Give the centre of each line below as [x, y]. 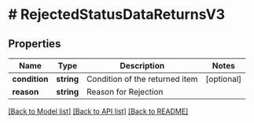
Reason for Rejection [125, 92]
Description [142, 66]
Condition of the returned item [142, 79]
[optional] [224, 79]
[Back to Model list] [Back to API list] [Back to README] [98, 111]
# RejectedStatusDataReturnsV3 [117, 15]
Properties [35, 44]
